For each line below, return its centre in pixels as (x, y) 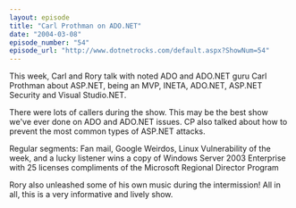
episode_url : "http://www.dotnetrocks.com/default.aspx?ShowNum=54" (140, 51)
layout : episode (39, 17)
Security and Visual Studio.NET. (68, 96)
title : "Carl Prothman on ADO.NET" (76, 26)
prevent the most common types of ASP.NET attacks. (107, 131)
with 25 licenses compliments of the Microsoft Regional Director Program (144, 168)
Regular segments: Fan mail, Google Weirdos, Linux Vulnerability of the (140, 149)
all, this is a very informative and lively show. (91, 195)
